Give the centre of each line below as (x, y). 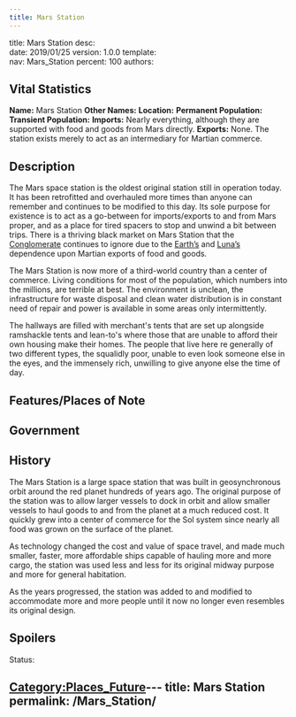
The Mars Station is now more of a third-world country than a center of (138, 271)
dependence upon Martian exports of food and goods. (108, 254)
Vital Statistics (50, 89)
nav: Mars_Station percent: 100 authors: (82, 61)
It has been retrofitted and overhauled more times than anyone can (131, 197)
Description (42, 166)
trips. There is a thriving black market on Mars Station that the (122, 235)
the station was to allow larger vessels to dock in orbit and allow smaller (140, 500)
